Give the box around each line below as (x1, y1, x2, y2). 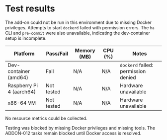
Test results (5, 3, 55, 14)
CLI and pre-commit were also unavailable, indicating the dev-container (5, 30, 150, 36)
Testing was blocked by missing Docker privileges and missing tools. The (5, 125, 156, 131)
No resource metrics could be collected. (5, 115, 88, 121)
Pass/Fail (46, 50, 69, 57)
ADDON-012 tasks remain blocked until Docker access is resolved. (5, 130, 142, 136)
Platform (14, 50, 35, 57)
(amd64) (7, 74, 29, 81)
